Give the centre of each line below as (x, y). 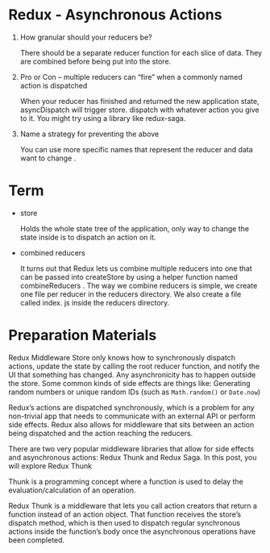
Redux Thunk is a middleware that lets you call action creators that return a (133, 505)
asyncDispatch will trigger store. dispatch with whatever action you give (139, 110)
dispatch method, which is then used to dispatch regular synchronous (124, 522)
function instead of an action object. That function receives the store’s (125, 514)
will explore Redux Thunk (50, 466)
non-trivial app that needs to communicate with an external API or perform (132, 416)
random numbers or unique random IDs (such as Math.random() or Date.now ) (135, 392)
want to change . (48, 158)
